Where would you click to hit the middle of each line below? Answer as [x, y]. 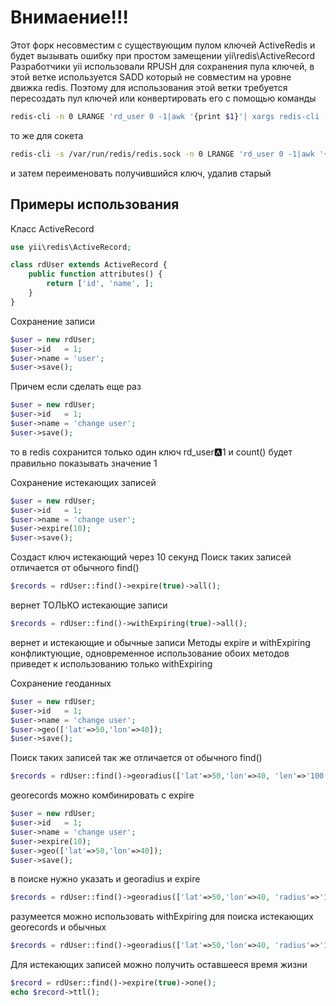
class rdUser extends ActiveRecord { [89, 265]
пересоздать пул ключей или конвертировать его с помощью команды [163, 98]
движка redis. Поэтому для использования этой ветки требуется [149, 87]
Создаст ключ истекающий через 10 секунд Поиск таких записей [151, 557]
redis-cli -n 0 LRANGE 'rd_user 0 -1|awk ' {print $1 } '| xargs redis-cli [165, 116]
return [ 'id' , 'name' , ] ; [100, 284]
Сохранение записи [53, 321]
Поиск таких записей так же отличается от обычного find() [136, 758]
